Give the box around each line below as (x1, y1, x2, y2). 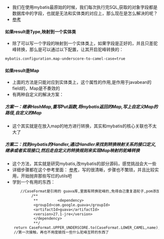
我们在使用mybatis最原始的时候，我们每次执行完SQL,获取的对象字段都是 (12, 4, 158, 10)
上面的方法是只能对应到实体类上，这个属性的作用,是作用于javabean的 (12, 79, 152, 85)
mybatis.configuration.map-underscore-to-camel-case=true (5, 56, 125, 61)
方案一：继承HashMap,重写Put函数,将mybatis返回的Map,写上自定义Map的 (5, 103, 158, 109)
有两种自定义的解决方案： (12, 92, 64, 97)
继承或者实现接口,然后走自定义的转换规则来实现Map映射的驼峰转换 (5, 147, 140, 153)
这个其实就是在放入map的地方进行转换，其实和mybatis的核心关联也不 (12, 123, 153, 129)
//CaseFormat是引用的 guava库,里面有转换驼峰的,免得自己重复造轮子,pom (20, 189, 153, 194)
